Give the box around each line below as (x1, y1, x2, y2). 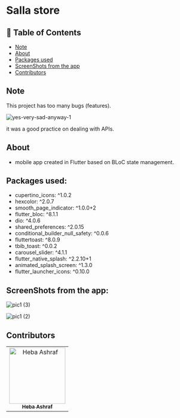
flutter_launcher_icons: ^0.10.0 (14, 268, 90, 275)
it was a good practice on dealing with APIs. (6, 125, 115, 132)
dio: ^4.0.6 (14, 217, 41, 225)
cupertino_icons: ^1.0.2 (14, 192, 72, 199)
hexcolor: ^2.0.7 (14, 198, 54, 205)
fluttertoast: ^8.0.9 (14, 236, 60, 243)
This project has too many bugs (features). (6, 102, 112, 109)
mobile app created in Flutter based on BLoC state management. (14, 158, 175, 165)
